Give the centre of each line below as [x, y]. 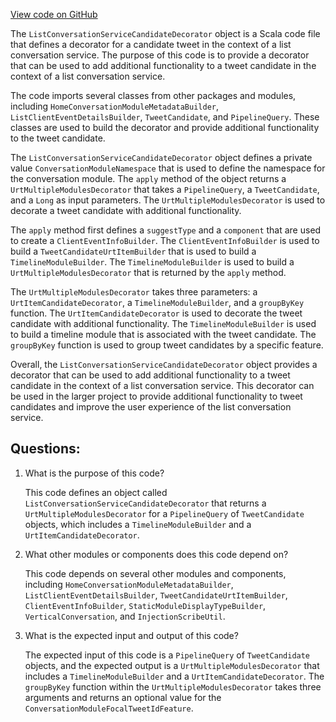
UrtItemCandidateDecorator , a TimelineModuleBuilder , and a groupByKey [157, 302]
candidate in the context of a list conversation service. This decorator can [162, 385]
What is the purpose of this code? [94, 473]
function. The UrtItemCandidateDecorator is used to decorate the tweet [156, 313]
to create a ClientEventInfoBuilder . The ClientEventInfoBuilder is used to [165, 240]
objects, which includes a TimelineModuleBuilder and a [138, 524]
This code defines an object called [96, 492]
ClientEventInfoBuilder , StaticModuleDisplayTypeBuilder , [145, 605]
